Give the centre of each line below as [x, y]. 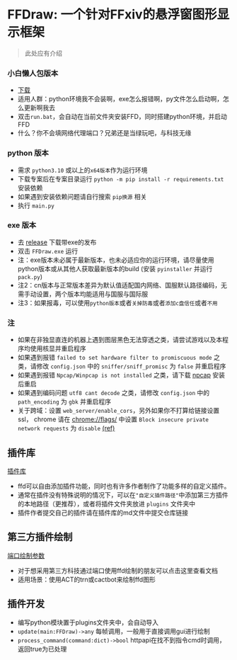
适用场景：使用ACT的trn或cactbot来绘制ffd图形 [86, 579]
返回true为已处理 [42, 649]
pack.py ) [30, 276]
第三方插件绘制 [40, 537]
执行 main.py [36, 205]
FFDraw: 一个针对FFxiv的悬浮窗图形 [112, 15]
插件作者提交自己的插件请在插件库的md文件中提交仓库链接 [103, 512]
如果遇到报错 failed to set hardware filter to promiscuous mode [115, 358]
